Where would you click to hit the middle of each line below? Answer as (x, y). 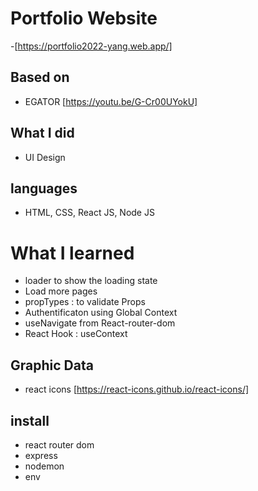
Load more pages (61, 291)
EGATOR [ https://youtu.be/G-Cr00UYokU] (111, 101)
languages (44, 188)
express (41, 455)
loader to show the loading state (91, 281)
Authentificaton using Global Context (101, 313)
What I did (42, 133)
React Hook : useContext (76, 334)
